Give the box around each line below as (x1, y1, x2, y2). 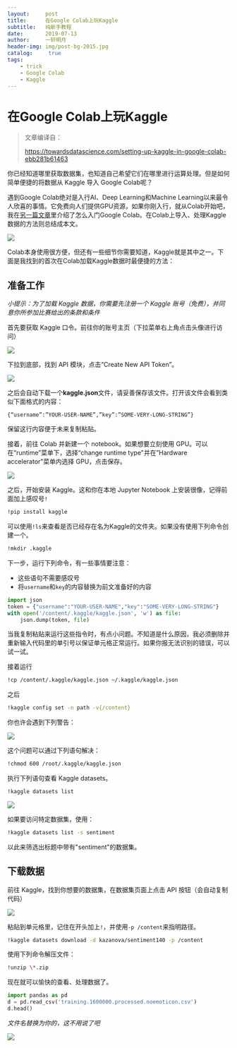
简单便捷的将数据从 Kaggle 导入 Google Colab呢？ (7, 178, 153, 187)
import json (7, 596, 42, 603)
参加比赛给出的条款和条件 (25, 308, 100, 317)
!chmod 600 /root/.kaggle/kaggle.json (7, 760, 121, 768)
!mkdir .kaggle (7, 545, 52, 552)
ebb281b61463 (24, 155, 68, 163)
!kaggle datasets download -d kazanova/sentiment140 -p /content (7, 936, 203, 944)
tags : (7, 56, 23, 64)
